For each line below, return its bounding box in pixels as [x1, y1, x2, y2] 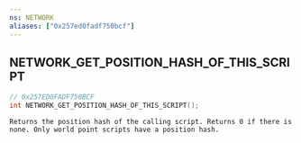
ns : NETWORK [9, 13, 54, 22]
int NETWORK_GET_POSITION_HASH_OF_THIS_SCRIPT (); [9, 101, 200, 111]
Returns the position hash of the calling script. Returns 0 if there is [9, 118, 293, 127]
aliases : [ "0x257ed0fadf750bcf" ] [9, 22, 135, 31]
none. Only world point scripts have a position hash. [9, 125, 220, 135]
